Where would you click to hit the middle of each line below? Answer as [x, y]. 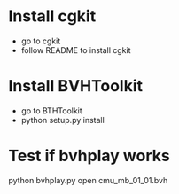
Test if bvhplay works [89, 156]
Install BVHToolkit [76, 86]
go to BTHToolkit [52, 110]
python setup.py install [63, 120]
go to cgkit [41, 41]
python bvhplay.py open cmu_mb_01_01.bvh [88, 180]
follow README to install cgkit [76, 50]
